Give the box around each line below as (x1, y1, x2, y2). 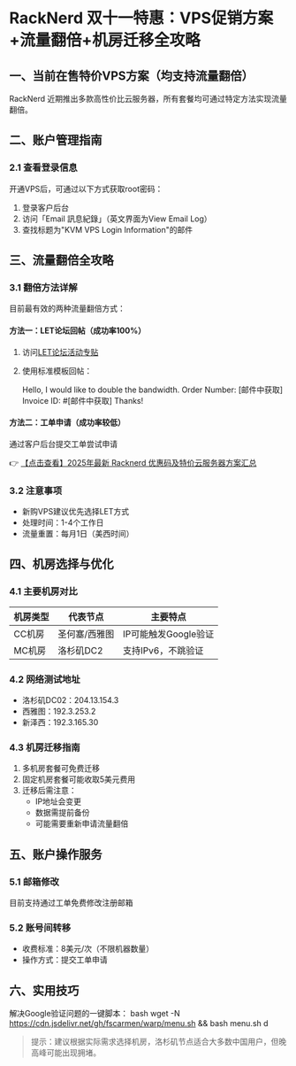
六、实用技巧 (9, 983, 80, 998)
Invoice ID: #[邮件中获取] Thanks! (21, 395, 144, 406)
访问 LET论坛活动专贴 (21, 346, 99, 357)
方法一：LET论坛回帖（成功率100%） (9, 325, 146, 336)
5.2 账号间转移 (9, 922, 72, 934)
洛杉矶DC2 (57, 644, 103, 656)
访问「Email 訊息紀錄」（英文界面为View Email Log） (21, 213, 212, 224)
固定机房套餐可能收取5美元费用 (21, 774, 136, 784)
